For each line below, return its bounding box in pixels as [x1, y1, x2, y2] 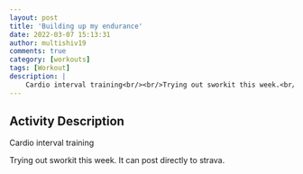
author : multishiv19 [9, 38, 87, 48]
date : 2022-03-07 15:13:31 [9, 30, 111, 39]
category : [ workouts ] [9, 55, 91, 64]
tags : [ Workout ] [9, 64, 70, 73]
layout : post [9, 13, 59, 23]
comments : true [9, 47, 67, 56]
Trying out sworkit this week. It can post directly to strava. [9, 155, 225, 166]
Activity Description [9, 114, 124, 129]
